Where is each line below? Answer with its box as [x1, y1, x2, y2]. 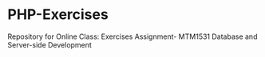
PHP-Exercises [7, 6, 109, 24]
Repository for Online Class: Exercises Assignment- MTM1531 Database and [7, 32, 258, 41]
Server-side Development [7, 40, 93, 49]
